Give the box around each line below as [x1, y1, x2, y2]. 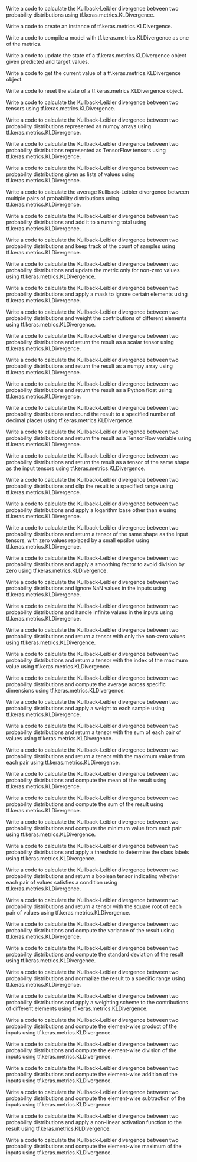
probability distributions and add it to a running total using [6, 218, 147, 226]
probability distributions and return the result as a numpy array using [6, 363, 173, 370]
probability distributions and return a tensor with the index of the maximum [6, 657, 188, 664]
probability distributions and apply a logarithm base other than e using [6, 507, 177, 513]
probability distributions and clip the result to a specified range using [6, 482, 173, 489]
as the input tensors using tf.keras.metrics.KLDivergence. [6, 465, 146, 472]
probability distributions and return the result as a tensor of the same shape [6, 459, 190, 465]
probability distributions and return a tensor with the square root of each [6, 903, 182, 910]
